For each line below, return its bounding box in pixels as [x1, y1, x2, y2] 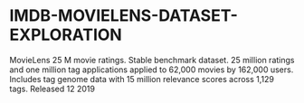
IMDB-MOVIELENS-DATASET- [9, 5, 238, 26]
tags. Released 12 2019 [9, 83, 95, 94]
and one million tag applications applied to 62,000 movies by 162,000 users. [9, 64, 294, 75]
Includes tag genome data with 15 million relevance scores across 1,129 [9, 73, 274, 84]
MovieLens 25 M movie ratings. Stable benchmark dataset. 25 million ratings [9, 54, 295, 65]
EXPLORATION [9, 24, 122, 45]
